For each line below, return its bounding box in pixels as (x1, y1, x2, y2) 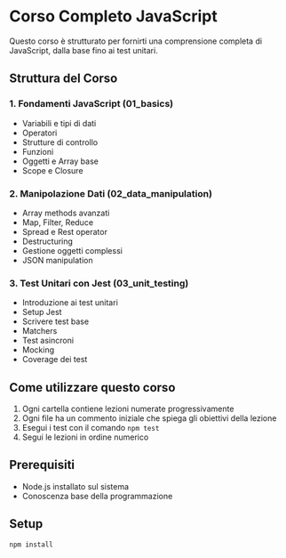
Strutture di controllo (21, 136, 99, 148)
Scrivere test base (21, 316, 90, 327)
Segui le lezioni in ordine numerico (21, 432, 149, 442)
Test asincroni (21, 336, 74, 346)
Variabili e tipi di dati (21, 117, 97, 128)
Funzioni (21, 146, 54, 157)
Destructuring (21, 236, 74, 247)
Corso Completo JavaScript (9, 6, 218, 27)
